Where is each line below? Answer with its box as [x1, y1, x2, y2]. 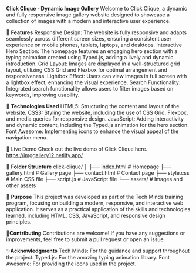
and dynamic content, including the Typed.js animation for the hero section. [6, 122, 189, 128]
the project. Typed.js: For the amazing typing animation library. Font [6, 254, 170, 261]
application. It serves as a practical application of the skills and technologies [6, 206, 191, 212]
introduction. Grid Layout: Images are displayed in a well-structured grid [6, 60, 180, 67]
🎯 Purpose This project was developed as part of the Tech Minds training [6, 194, 184, 200]
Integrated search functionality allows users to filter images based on [6, 85, 174, 92]
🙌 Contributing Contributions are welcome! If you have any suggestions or [6, 229, 185, 237]
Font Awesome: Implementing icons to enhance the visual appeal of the [6, 128, 179, 135]
